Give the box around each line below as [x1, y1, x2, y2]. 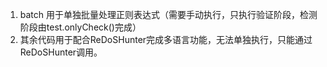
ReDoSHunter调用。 [19, 46, 103, 58]
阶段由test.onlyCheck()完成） [19, 21, 142, 33]
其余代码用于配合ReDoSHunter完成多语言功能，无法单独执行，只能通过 [19, 34, 313, 45]
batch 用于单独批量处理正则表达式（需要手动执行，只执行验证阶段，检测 [19, 9, 318, 20]
